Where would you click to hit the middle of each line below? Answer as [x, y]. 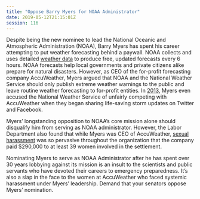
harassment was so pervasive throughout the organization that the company [100, 140]
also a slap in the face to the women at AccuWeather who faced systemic [96, 177]
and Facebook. [24, 110]
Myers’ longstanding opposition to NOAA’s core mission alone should [91, 121]
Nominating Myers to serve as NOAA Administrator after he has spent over [98, 158]
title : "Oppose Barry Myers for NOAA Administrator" [73, 12]
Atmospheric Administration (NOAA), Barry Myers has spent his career [93, 46]
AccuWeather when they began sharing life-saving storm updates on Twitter [100, 103]
